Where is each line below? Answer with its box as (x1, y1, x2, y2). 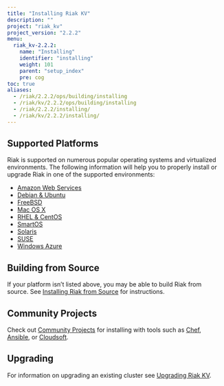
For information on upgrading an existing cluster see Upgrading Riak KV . (7, 371, 212, 379)
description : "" (7, 16, 54, 23)
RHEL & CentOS (16, 213, 63, 221)
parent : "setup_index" (19, 67, 85, 74)
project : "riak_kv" (7, 23, 63, 30)
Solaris (16, 227, 37, 236)
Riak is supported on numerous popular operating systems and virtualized (7, 156, 216, 164)
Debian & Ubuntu (16, 191, 66, 199)
